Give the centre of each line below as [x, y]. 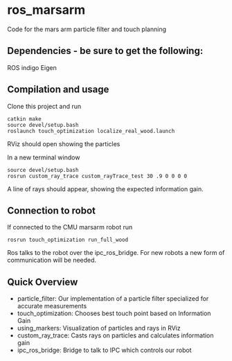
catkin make [24, 119]
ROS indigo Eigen [32, 67]
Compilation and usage [58, 90]
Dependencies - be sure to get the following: [105, 51]
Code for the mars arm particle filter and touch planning [87, 29]
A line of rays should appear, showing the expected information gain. [106, 188]
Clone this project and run [44, 106]
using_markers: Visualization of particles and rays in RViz [99, 328]
